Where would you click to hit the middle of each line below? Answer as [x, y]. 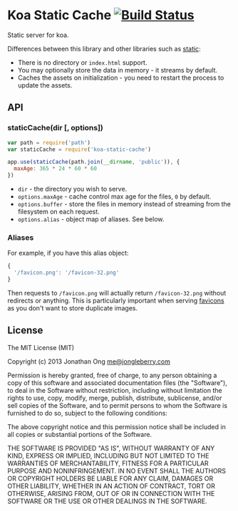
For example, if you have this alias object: [68, 253]
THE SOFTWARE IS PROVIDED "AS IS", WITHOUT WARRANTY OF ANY [111, 448]
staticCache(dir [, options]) [55, 128]
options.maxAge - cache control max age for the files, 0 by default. [114, 196]
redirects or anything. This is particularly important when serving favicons [116, 300]
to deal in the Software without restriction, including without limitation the [115, 390]
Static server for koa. [38, 35]
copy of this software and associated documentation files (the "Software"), [118, 383]
